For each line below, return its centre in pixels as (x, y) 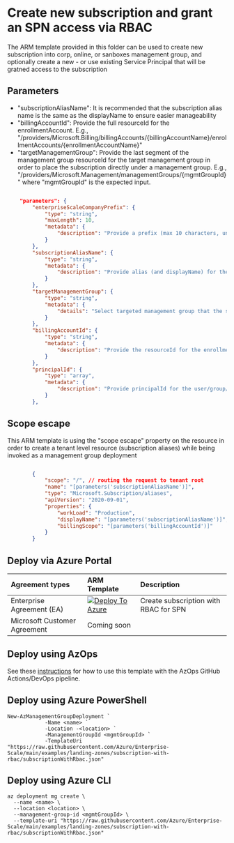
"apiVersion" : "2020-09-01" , (87, 500)
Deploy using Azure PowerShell (77, 700)
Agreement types (40, 585)
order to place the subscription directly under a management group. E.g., (122, 167)
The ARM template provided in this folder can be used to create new (105, 47)
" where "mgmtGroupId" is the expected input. (84, 182)
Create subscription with (180, 601)
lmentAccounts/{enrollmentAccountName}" (80, 145)
